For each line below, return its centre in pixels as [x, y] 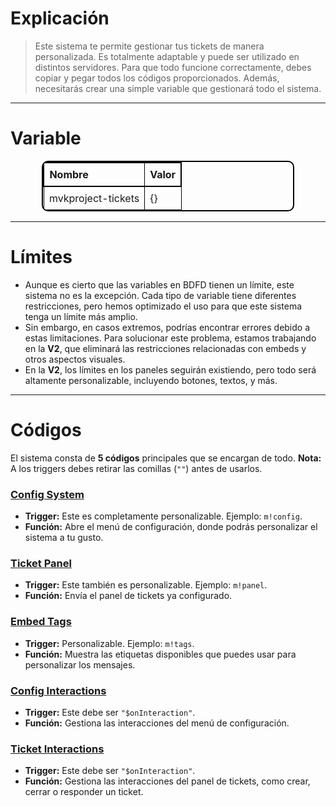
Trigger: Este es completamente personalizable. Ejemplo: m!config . [163, 516]
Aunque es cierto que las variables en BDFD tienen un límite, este [159, 284]
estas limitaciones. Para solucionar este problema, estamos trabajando [170, 338]
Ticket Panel [41, 563]
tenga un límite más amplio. [81, 316]
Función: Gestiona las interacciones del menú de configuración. [157, 723]
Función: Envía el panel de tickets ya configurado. [128, 596]
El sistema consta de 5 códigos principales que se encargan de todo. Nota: [166, 458]
